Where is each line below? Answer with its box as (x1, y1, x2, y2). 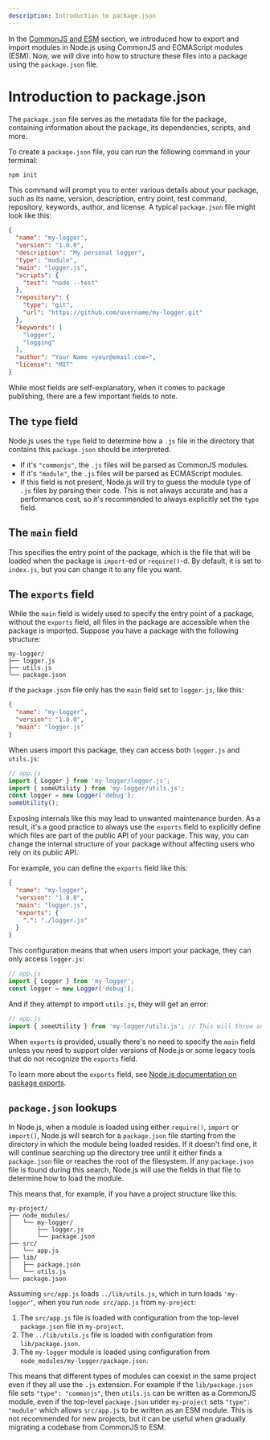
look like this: (8, 210, 52, 221)
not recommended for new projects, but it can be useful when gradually (8, 1414, 247, 1424)
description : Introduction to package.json (8, 11, 157, 20)
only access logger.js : (8, 954, 85, 964)
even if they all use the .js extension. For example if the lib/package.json (8, 1380, 253, 1389)
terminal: (8, 155, 38, 165)
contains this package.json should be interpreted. (8, 444, 171, 454)
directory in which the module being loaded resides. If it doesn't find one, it (8, 1140, 257, 1149)
